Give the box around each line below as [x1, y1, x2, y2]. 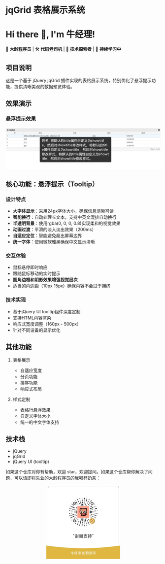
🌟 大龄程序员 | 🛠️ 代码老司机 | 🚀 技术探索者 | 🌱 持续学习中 [5, 46, 121, 52]
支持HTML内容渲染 [12, 315, 51, 321]
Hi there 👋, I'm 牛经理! [5, 29, 96, 40]
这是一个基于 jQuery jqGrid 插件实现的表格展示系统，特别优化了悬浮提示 [5, 77, 152, 83]
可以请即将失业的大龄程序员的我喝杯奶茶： [14, 475, 100, 481]
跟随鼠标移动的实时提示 [12, 270, 61, 276]
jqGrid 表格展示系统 [5, 4, 85, 16]
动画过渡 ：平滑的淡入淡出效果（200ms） [12, 227, 97, 232]
